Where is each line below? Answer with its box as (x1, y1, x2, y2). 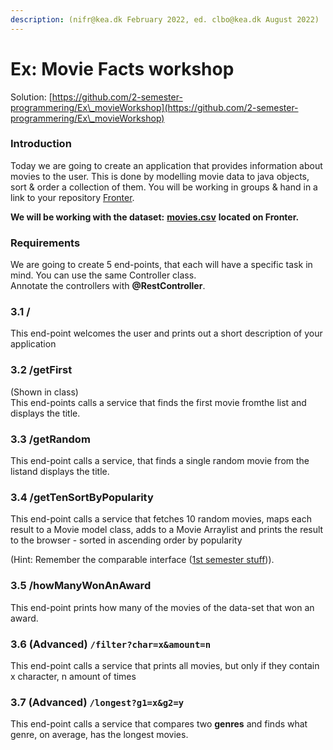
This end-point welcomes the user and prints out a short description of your (10, 327, 323, 340)
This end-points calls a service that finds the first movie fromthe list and (10, 396, 307, 408)
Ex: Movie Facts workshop (10, 57, 235, 80)
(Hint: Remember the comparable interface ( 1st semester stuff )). (10, 554, 275, 566)
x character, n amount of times (10, 670, 137, 682)
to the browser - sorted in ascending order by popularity (10, 534, 243, 546)
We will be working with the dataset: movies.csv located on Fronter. (10, 211, 300, 223)
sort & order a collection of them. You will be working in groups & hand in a (10, 181, 318, 193)
